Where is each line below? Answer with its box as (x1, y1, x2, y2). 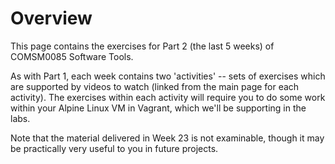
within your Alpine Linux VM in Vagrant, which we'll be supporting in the (10, 102, 307, 114)
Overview (10, 7, 93, 30)
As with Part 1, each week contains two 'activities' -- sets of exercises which (10, 70, 326, 82)
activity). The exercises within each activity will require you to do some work (10, 91, 326, 103)
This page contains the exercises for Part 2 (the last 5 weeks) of (10, 40, 275, 52)
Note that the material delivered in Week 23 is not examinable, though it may (10, 132, 325, 144)
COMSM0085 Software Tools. (10, 50, 134, 62)
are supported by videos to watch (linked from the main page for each (10, 80, 300, 92)
